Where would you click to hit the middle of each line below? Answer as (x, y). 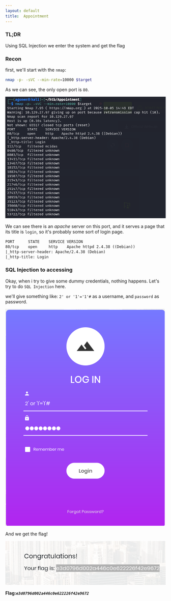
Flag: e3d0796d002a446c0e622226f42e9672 (47, 593)
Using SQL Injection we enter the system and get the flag (65, 45)
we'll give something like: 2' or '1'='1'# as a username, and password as (82, 296)
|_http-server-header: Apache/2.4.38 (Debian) (55, 252)
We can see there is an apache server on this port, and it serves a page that (85, 226)
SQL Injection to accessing (39, 270)
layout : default (22, 11)
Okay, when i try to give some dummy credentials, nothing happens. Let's (82, 281)
